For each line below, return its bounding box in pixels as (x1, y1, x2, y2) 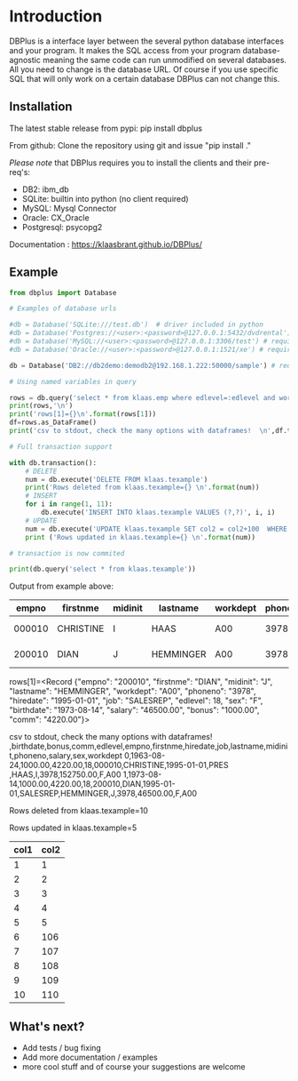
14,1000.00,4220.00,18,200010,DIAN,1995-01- (9, 779, 176, 789)
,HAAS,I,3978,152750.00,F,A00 (9, 769, 122, 780)
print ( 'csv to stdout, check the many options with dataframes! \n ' (9, 427, 272, 436)
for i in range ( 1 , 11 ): (25, 500, 114, 508)
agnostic (9, 54, 42, 65)
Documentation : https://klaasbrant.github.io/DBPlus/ (9, 238, 202, 250)
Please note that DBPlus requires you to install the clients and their (9, 157, 253, 168)
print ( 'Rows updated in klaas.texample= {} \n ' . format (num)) (25, 532, 255, 541)
